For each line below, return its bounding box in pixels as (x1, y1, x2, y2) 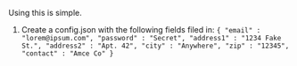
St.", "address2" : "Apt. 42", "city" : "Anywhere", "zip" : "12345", (21, 41, 290, 50)
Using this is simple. (8, 8, 82, 18)
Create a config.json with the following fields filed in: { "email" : (21, 25, 261, 34)
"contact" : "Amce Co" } (21, 49, 114, 58)
